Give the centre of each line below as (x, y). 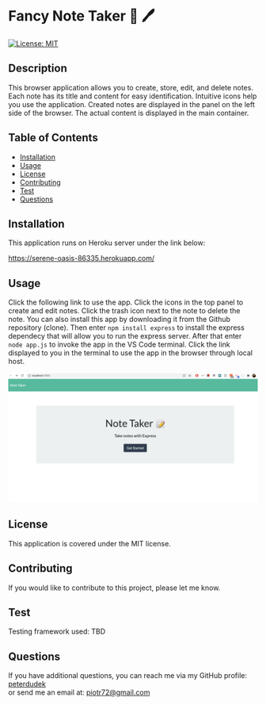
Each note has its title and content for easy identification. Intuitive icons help (133, 96)
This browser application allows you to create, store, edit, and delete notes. (131, 87)
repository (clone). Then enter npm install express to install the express (127, 328)
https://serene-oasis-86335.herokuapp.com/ (82, 259)
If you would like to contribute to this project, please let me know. (114, 588)
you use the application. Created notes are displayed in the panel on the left (131, 104)
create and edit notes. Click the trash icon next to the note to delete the (124, 311)
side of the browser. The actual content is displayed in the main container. (129, 113)
